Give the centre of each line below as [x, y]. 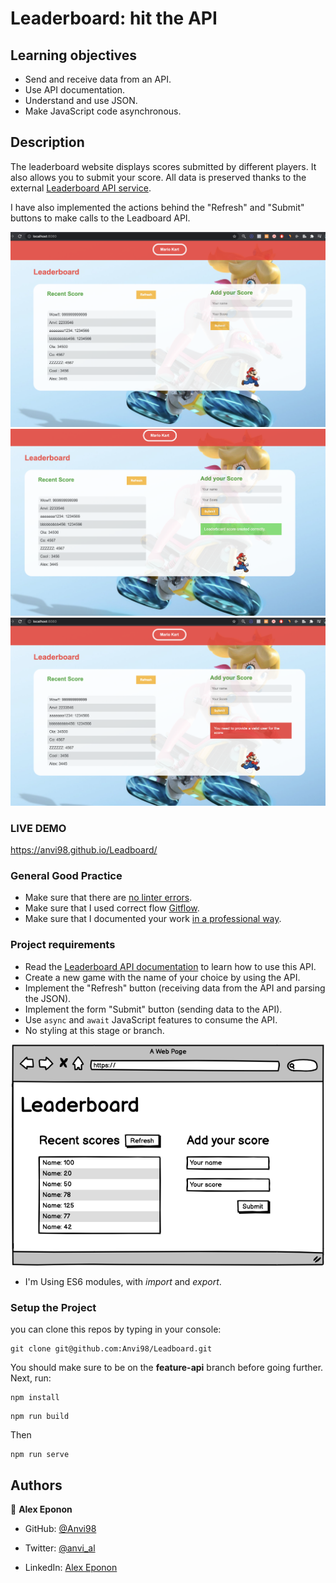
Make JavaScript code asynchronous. [103, 111]
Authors [36, 1485]
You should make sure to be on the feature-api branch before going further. [167, 1368]
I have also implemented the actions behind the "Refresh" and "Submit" [157, 207]
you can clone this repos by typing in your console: [116, 1329]
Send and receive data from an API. [98, 79]
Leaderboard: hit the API [114, 18]
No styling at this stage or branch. [94, 1030]
